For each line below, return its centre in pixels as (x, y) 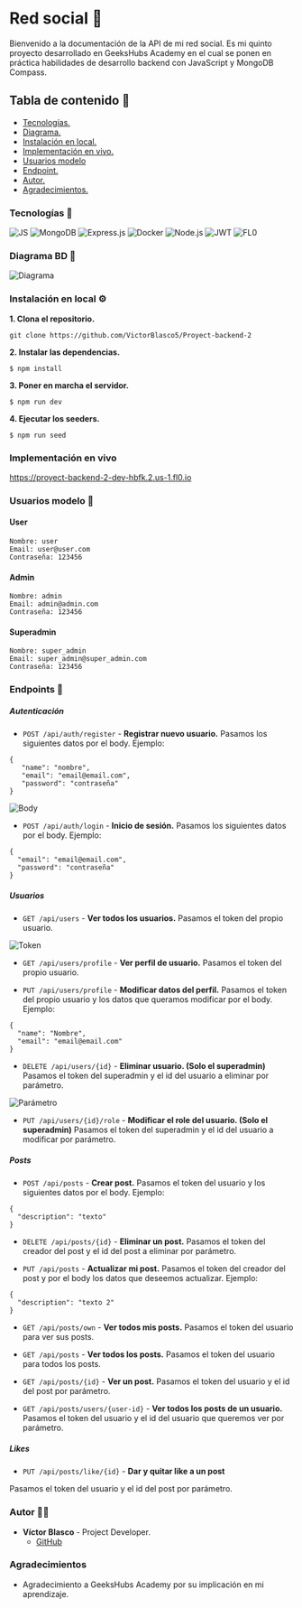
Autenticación (37, 711)
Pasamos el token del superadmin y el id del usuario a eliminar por (146, 1076)
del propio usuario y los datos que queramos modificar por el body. (147, 999)
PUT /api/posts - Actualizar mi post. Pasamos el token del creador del (154, 1269)
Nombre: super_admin (48, 651)
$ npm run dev (36, 402)
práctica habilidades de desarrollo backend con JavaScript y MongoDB (142, 62)
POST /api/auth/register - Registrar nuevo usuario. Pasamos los (145, 734)
